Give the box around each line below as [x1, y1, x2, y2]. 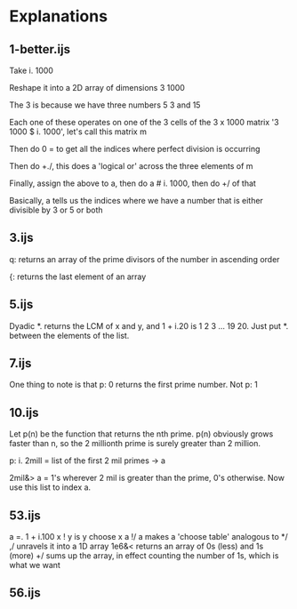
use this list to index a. [9, 482, 92, 493]
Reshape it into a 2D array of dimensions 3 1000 [9, 83, 185, 92]
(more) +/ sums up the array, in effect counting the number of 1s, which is [9, 550, 279, 561]
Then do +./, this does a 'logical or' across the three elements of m [9, 161, 253, 171]
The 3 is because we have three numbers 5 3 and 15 [9, 100, 201, 110]
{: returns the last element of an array [9, 271, 147, 282]
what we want [9, 560, 60, 571]
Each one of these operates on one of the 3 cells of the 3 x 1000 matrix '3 [9, 117, 279, 127]
